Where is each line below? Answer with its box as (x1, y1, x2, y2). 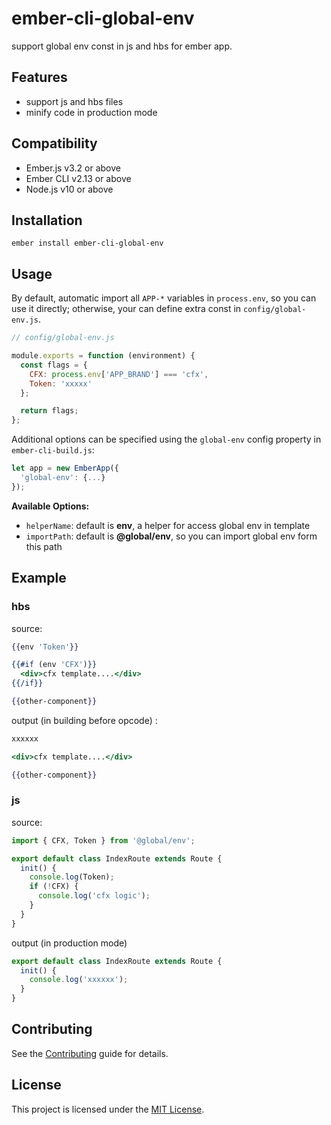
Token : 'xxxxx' (29, 378, 93, 389)
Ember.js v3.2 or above (25, 162, 121, 174)
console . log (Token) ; (29, 872, 115, 882)
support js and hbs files (25, 95, 124, 107)
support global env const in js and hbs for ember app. (11, 40, 233, 52)
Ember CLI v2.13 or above (25, 172, 132, 184)
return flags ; (20, 406, 79, 416)
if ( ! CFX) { (29, 882, 79, 892)
